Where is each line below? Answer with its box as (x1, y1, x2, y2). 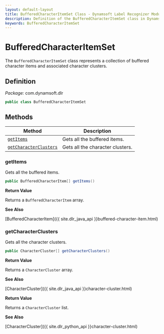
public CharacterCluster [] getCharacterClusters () (5, 249, 110, 254)
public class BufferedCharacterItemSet (5, 99, 86, 104)
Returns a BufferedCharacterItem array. (5, 197, 84, 203)
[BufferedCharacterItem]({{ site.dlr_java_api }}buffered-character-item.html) (5, 216, 159, 222)
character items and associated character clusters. (5, 63, 107, 69)
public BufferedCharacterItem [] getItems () (5, 178, 95, 183)
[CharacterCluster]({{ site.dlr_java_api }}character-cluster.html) (5, 286, 132, 292)
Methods (5, 113, 33, 121)
